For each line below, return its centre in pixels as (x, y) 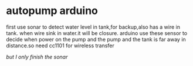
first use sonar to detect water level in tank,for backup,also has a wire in (93, 27)
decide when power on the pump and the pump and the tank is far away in (96, 39)
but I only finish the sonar (37, 57)
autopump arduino (52, 11)
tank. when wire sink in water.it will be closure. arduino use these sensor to (97, 33)
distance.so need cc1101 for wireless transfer (60, 46)
